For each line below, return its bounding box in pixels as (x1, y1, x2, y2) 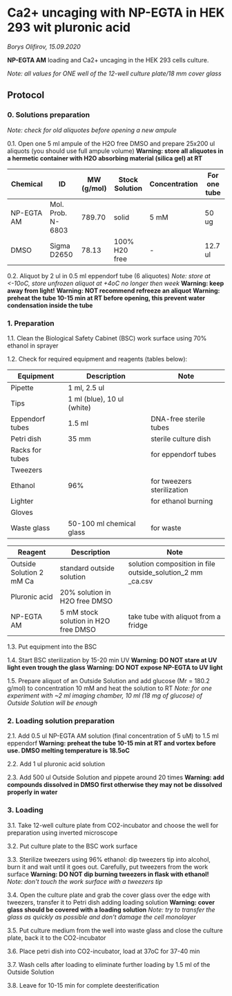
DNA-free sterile (151, 414, 206, 424)
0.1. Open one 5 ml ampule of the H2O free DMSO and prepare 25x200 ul (7, 139, 215, 147)
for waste (151, 523, 182, 532)
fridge (128, 620, 148, 630)
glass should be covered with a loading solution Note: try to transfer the (7, 905, 215, 914)
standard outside (59, 563, 115, 572)
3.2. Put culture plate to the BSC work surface (7, 842, 138, 850)
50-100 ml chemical (68, 518, 136, 528)
